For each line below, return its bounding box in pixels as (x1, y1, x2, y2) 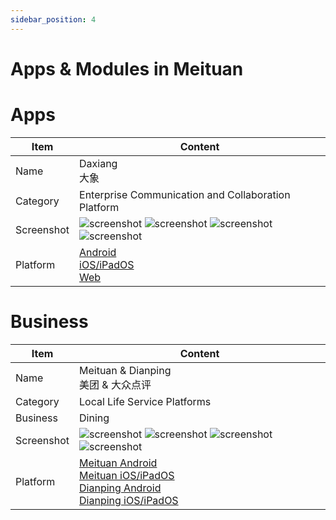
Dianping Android (79, 481, 162, 495)
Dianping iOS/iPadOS (79, 493, 179, 507)
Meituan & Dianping (79, 363, 172, 377)
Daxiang (79, 156, 118, 170)
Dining (79, 411, 110, 425)
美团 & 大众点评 (79, 377, 152, 391)
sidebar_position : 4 (10, 14, 97, 25)
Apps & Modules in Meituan (10, 57, 244, 80)
